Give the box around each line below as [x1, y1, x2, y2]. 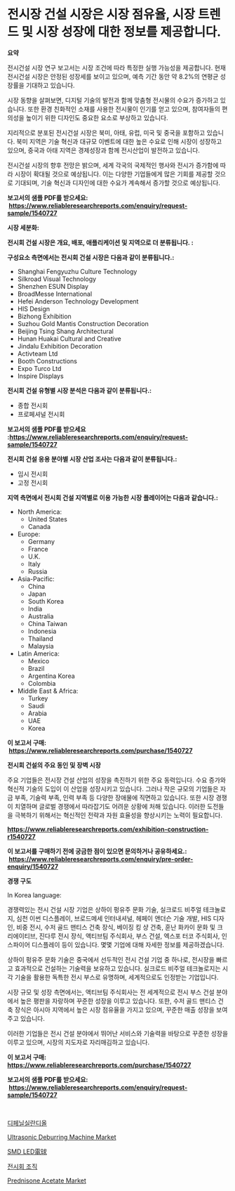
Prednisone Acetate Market [7, 1176, 86, 1185]
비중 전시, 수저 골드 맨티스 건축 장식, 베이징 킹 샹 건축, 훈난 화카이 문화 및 [16, 923, 216, 931]
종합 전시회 [17, 401, 48, 410]
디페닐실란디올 [7, 1119, 48, 1127]
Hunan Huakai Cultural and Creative [17, 334, 121, 343]
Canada [27, 522, 51, 531]
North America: [17, 507, 62, 516]
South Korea [27, 597, 65, 605]
